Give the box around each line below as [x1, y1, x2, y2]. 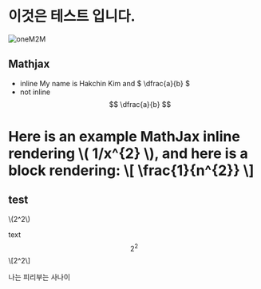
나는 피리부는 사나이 [8, 272, 70, 282]
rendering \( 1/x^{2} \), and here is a [8, 144, 249, 162]
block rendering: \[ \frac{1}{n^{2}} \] [8, 161, 255, 180]
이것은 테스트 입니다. [8, 7, 136, 26]
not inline [19, 87, 50, 97]
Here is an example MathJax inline [8, 127, 241, 145]
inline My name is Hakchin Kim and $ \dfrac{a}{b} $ [19, 78, 190, 88]
